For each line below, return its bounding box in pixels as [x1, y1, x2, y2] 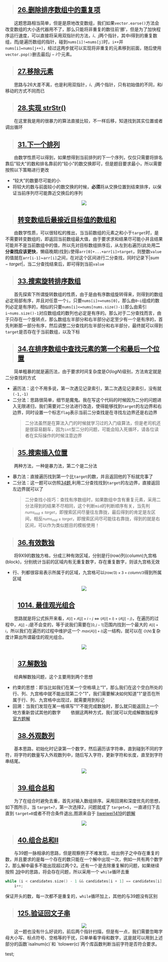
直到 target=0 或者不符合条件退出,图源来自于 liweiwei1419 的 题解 [5, 810, 136, 816]
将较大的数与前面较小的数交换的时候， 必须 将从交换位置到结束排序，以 [12, 184, 157, 190]
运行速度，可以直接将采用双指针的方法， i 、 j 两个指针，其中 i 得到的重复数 [9, 32, 157, 38]
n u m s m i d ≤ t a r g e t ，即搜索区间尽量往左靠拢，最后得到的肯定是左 [24, 509, 151, 515]
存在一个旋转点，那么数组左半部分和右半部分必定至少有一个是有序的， [13, 316, 158, 322]
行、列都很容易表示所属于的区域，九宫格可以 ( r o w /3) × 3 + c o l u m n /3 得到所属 [12, 569, 162, 575]
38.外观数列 [17, 731, 55, 740]
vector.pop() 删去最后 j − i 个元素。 [5, 51, 74, 57]
